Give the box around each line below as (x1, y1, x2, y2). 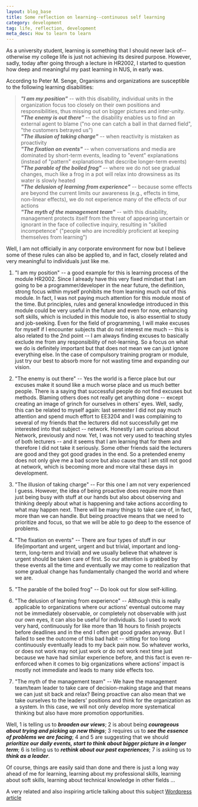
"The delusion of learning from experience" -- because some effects (20, 183, 193, 190)
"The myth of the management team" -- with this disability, (20, 209, 168, 216)
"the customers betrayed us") (20, 127, 93, 134)
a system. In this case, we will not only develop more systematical (14, 703, 176, 710)
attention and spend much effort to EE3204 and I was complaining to (14, 413, 183, 420)
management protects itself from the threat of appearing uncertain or (20, 214, 189, 222)
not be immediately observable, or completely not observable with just (14, 610, 187, 617)
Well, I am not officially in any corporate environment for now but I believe (6, 245, 186, 252)
